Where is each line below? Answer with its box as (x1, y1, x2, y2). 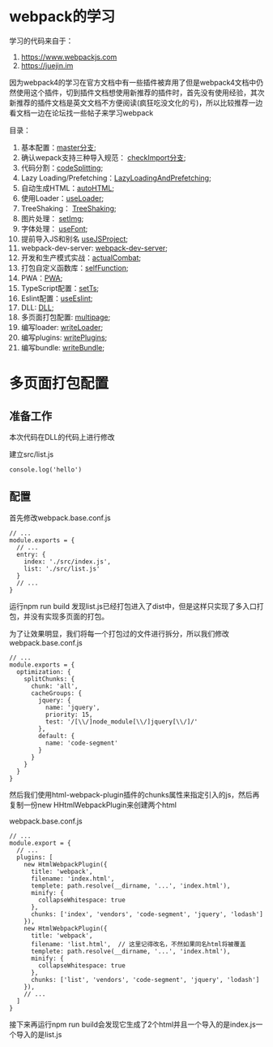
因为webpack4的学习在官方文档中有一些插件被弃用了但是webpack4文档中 (9, 77, 257, 87)
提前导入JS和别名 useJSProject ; (20, 233, 129, 244)
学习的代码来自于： (9, 36, 74, 46)
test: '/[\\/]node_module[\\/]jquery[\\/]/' (45, 717, 198, 726)
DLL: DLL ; (20, 302, 54, 312)
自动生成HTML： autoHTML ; (20, 183, 115, 193)
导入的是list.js (15, 1029, 62, 1039)
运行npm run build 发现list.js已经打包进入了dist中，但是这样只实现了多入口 (9, 601, 258, 610)
